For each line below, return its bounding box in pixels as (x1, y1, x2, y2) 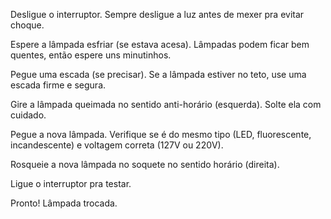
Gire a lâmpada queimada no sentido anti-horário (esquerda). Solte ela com (10, 99, 322, 110)
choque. (10, 19, 45, 31)
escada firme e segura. (10, 79, 107, 91)
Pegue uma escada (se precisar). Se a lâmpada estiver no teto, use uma (10, 69, 307, 80)
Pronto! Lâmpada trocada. (10, 197, 118, 209)
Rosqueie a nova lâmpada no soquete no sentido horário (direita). (10, 159, 280, 170)
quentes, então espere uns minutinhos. (10, 49, 172, 61)
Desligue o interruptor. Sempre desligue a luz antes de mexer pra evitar (10, 9, 305, 20)
